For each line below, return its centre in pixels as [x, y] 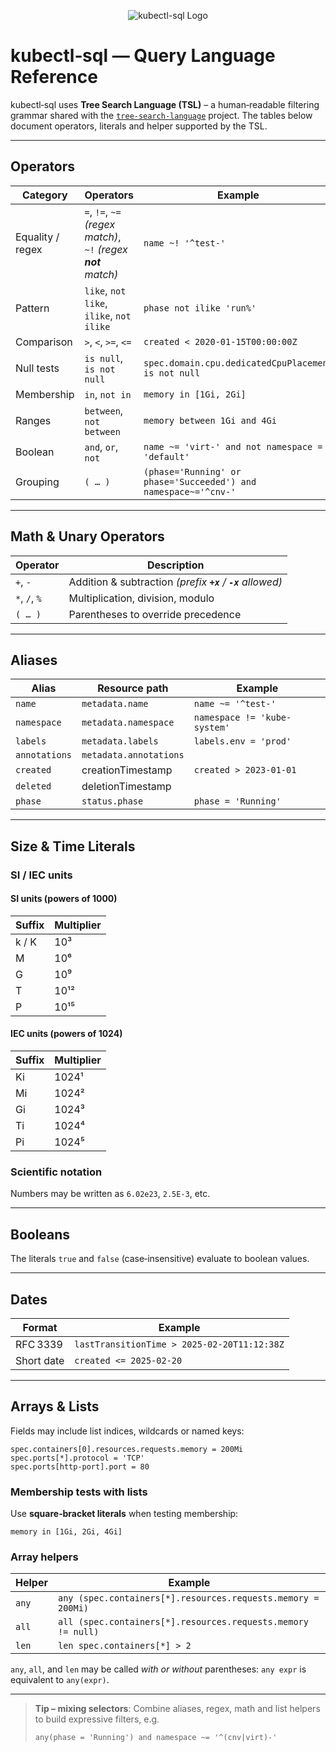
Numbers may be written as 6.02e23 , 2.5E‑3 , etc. [110, 1194]
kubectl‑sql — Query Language [143, 56]
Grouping [37, 482]
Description [176, 565]
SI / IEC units [41, 875]
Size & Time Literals [73, 846]
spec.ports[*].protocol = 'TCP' [77, 1458]
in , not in [108, 394]
